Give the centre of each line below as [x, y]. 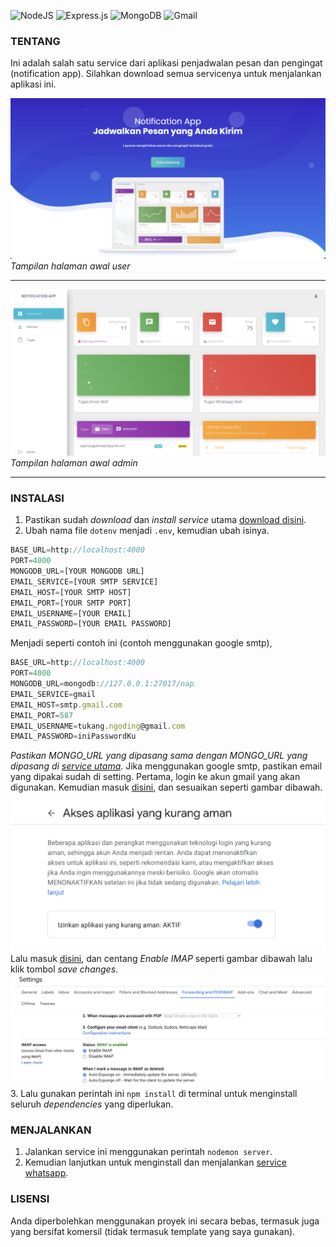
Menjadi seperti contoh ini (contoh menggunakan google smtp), [141, 643]
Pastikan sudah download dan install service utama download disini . [165, 520]
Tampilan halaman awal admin [74, 463]
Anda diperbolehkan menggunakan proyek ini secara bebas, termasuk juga [165, 1221]
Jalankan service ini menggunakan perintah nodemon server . [148, 1152]
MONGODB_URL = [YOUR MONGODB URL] [77, 571]
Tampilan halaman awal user [70, 266]
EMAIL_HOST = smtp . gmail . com [66, 705]
